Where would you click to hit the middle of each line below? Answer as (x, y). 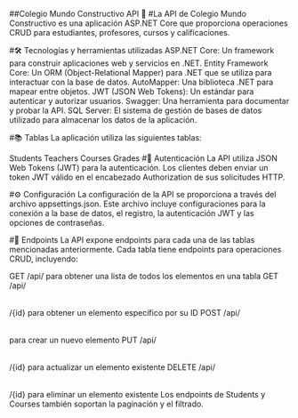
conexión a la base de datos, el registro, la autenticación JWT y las (132, 213)
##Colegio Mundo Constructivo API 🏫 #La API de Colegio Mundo (128, 14)
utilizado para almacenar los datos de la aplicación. (103, 120)
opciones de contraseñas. (57, 223)
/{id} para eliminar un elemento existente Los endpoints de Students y (137, 394)
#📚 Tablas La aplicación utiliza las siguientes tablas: (105, 137)
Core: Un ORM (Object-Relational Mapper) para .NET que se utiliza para (141, 72)
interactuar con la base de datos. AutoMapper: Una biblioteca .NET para (141, 82)
